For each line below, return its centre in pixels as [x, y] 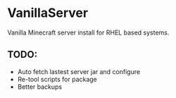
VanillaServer [48, 13]
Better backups [40, 87]
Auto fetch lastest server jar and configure [79, 71]
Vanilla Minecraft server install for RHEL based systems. [88, 32]
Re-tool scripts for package [57, 79]
